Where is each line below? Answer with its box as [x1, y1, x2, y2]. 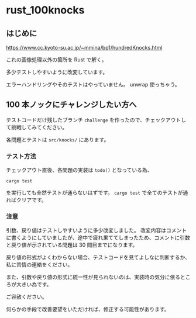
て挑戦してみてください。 [6, 123, 68, 130]
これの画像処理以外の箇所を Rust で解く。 [6, 56, 107, 63]
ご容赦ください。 [6, 293, 47, 300]
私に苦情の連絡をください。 [6, 261, 73, 268]
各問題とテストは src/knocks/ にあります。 [6, 136, 109, 143]
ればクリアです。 [6, 196, 47, 203]
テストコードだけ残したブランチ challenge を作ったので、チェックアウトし [6, 116, 186, 123]
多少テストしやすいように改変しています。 [6, 68, 108, 75]
